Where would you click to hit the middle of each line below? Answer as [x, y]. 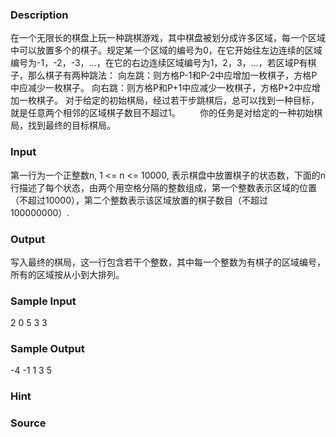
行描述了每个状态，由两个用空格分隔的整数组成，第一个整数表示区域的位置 [163, 187]
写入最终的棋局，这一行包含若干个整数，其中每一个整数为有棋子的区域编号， [168, 262]
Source [28, 423]
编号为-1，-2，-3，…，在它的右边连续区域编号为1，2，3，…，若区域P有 [159, 63]
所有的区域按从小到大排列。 [67, 274]
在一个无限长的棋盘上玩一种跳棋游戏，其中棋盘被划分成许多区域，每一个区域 [168, 38]
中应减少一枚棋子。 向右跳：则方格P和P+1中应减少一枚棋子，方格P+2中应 [161, 88]
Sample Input [43, 301]
